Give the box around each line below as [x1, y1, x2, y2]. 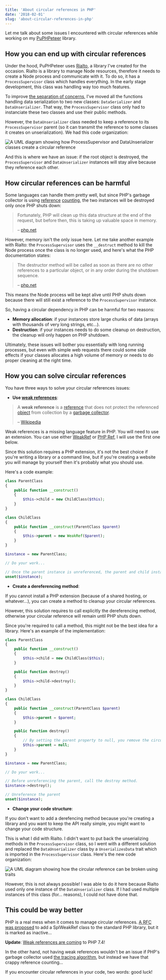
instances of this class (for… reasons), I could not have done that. [5, 891, 138, 897]
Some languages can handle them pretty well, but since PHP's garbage [5, 192, 150, 198]
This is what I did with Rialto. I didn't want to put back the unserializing [5, 835, 149, 841]
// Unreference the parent [5, 792, 61, 797]
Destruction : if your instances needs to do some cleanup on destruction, [12, 327, 161, 333]
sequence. [17, 273, 39, 278]
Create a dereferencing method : [12, 583, 80, 589]
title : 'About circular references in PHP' [5, 7, 96, 12]
